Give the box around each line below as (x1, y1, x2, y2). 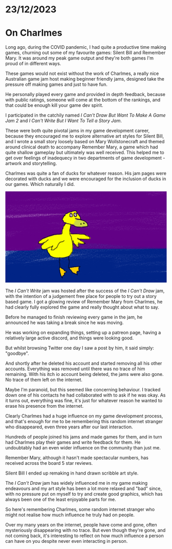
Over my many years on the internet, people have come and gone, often (5, 521, 157, 527)
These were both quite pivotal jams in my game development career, (5, 127, 150, 134)
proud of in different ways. (5, 61, 61, 67)
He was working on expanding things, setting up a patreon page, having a (5, 329, 161, 335)
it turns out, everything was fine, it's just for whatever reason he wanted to (5, 397, 163, 404)
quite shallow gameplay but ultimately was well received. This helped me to (5, 149, 165, 156)
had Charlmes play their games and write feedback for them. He (5, 439, 141, 445)
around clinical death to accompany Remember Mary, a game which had (5, 144, 158, 150)
